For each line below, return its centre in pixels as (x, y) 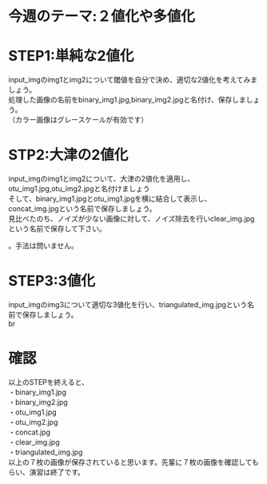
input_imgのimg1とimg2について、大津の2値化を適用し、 (102, 179)
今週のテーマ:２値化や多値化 (102, 16)
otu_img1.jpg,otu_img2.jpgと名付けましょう (79, 189)
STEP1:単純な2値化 (71, 56)
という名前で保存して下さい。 (57, 229)
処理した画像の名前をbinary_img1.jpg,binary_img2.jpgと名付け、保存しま (127, 100)
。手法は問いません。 (43, 246)
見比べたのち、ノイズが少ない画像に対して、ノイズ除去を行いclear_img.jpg (132, 219)
